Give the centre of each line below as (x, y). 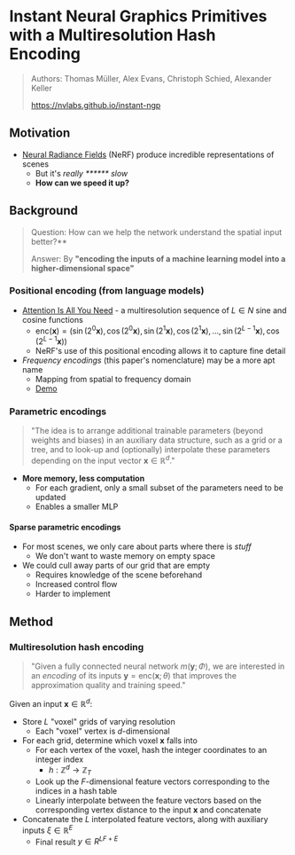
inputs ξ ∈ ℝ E (47, 829)
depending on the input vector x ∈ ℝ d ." (103, 460)
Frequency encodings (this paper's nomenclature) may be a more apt (148, 360)
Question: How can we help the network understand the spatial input (156, 231)
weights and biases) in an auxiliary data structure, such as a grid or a (157, 440)
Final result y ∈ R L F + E (77, 841)
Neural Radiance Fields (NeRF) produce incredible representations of (148, 154)
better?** (49, 241)
